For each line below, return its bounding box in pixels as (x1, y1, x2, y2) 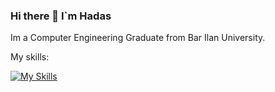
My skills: (10, 51, 50, 63)
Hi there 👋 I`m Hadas (10, 9, 112, 23)
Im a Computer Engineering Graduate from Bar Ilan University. (10, 32, 266, 44)
